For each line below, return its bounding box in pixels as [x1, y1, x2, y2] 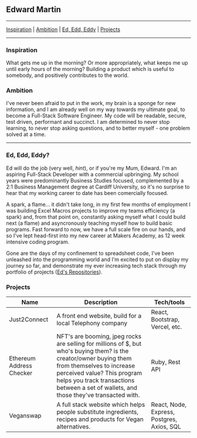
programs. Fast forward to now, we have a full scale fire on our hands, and [6, 225, 186, 233]
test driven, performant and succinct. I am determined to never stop [6, 119, 170, 126]
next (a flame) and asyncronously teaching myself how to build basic [6, 220, 173, 227]
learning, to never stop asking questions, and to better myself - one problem [6, 124, 191, 132]
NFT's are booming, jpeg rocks [56, 332, 142, 340]
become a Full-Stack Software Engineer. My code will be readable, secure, [6, 112, 186, 119]
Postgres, [151, 415, 178, 423]
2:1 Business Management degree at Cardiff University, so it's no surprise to [6, 183, 190, 190]
